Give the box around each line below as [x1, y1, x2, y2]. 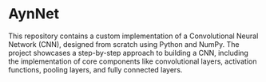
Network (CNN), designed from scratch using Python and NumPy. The [8, 39, 240, 49]
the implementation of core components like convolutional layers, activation [8, 57, 257, 66]
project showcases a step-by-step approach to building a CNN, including [8, 48, 249, 57]
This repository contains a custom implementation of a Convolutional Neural [8, 31, 259, 41]
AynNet [8, 5, 60, 23]
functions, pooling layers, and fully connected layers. [8, 64, 183, 74]
